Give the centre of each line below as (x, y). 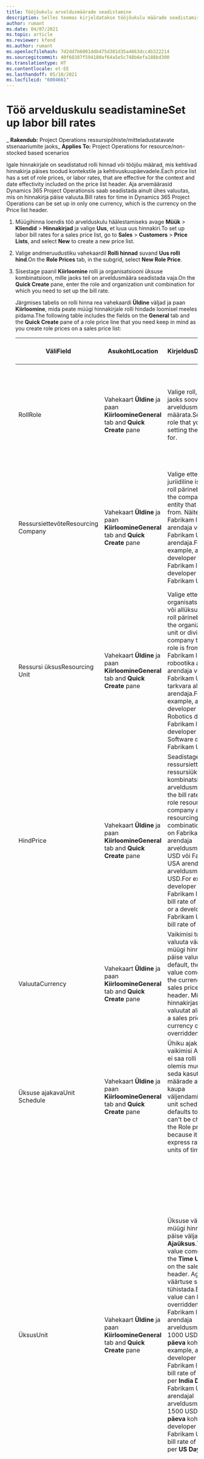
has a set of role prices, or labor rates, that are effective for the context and (100, 178)
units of (178, 1150)
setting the (183, 430)
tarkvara (179, 686)
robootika (181, 663)
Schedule (32, 1101)
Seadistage (183, 757)
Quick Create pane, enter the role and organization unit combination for (105, 285)
